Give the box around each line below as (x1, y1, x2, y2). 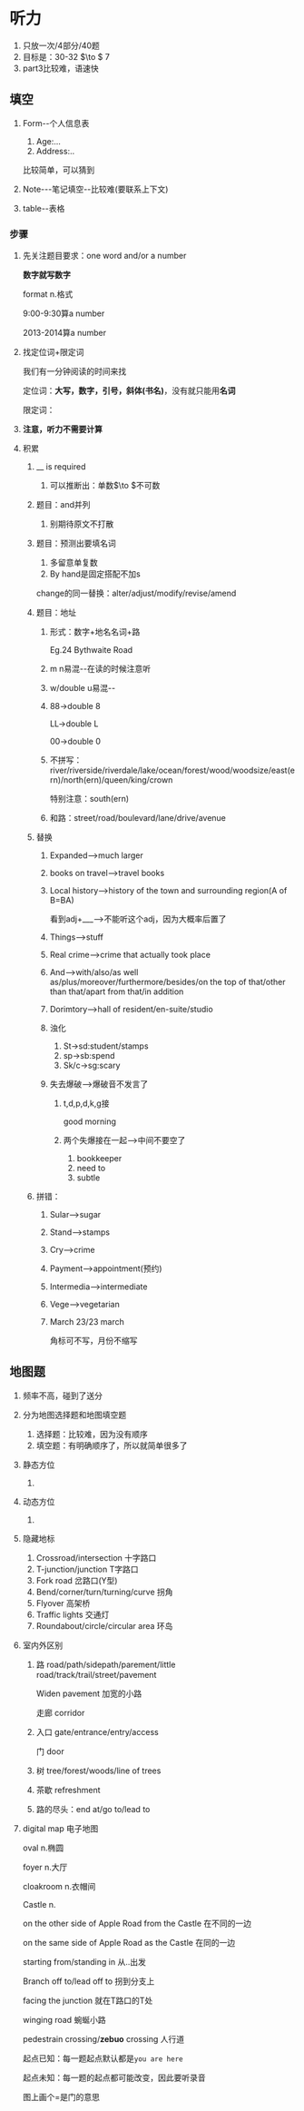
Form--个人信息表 (22, 117, 90, 128)
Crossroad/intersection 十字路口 (35, 1552, 157, 1563)
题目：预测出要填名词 (35, 538, 116, 549)
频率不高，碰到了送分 (22, 1390, 103, 1401)
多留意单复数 (49, 557, 98, 568)
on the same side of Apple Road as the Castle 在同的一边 (22, 1937, 236, 1948)
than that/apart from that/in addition (49, 986, 184, 997)
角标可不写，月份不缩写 (49, 1336, 138, 1347)
